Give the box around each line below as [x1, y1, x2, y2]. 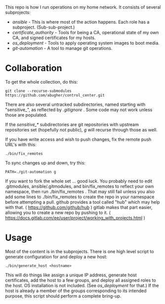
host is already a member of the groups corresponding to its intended [5, 288, 147, 294]
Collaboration [5, 63, 62, 74]
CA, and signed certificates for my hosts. [12, 35, 96, 41]
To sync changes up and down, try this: [5, 160, 85, 166]
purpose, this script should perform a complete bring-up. [5, 293, 122, 299]
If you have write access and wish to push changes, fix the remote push [5, 136, 152, 142]
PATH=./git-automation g [5, 169, 56, 174]
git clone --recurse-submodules [5, 88, 72, 93]
